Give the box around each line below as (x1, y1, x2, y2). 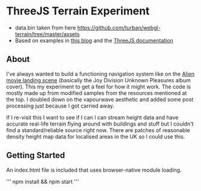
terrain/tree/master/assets (14, 30, 80, 37)
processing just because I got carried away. (6, 102, 115, 109)
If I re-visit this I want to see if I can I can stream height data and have (6, 114, 179, 121)
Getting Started (6, 150, 65, 160)
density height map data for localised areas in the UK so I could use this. (6, 133, 185, 140)
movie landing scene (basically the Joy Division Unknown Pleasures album (6, 76, 191, 83)
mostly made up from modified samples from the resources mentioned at (6, 89, 187, 97)
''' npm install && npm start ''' (6, 178, 79, 185)
